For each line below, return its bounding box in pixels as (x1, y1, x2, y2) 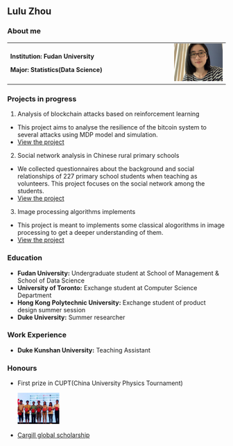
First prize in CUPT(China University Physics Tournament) (17, 379, 184, 387)
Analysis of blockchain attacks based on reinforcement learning (17, 110, 200, 118)
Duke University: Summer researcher (17, 313, 126, 321)
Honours (7, 363, 37, 373)
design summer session (17, 305, 86, 314)
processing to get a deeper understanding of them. (17, 229, 164, 237)
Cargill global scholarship (17, 431, 90, 439)
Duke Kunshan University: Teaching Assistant (17, 346, 151, 354)
